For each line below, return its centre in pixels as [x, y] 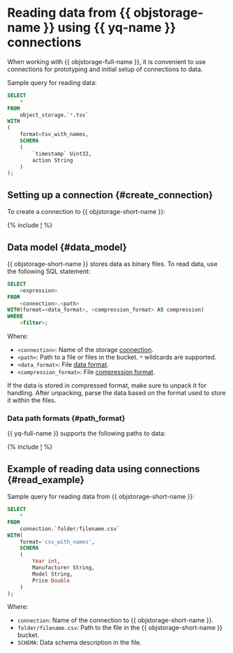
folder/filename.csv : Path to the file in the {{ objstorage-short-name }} [120, 628]
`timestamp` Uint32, [62, 154]
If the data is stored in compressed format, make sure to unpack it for [107, 385]
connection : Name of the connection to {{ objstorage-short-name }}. [115, 620]
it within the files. [32, 400]
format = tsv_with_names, [54, 135]
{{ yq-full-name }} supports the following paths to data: [87, 433]
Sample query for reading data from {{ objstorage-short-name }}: [101, 497]
